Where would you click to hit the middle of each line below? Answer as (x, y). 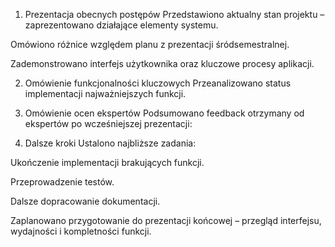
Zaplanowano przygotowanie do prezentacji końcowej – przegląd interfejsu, (166, 220)
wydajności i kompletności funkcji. (81, 231)
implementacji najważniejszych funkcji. (105, 93)
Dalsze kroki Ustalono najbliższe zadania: (110, 143)
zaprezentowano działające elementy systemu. (121, 25)
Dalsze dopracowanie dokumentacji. (85, 201)
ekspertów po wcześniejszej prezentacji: (108, 123)
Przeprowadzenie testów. (62, 182)
